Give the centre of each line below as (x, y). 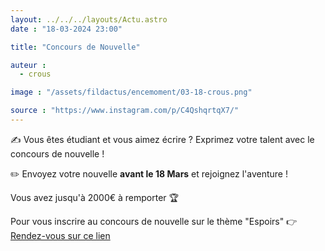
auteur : (28, 65)
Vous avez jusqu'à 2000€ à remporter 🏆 (95, 197)
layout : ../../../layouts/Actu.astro (89, 19)
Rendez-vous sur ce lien (60, 235)
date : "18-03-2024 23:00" (66, 29)
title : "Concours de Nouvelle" (75, 47)
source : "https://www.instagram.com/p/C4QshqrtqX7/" (125, 111)
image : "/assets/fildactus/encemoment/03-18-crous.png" (131, 92)
